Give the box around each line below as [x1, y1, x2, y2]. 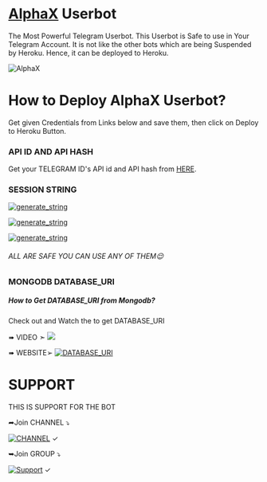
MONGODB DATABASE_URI [8, 276, 116, 287]
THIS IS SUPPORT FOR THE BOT [8, 402, 116, 411]
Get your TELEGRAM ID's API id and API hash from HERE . [8, 164, 197, 174]
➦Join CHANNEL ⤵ [8, 417, 70, 427]
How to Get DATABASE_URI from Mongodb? [8, 296, 155, 305]
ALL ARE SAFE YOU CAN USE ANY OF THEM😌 [8, 252, 164, 261]
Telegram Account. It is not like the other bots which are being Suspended [8, 39, 252, 49]
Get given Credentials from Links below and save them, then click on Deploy [8, 117, 259, 127]
